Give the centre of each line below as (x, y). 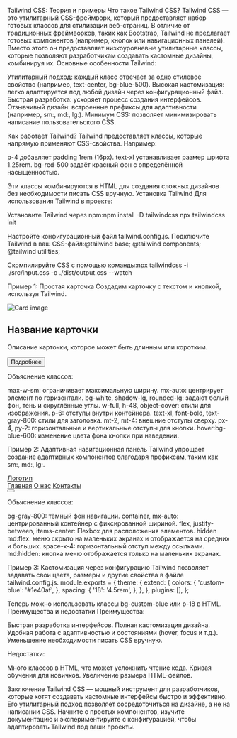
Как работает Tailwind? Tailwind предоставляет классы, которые (105, 136)
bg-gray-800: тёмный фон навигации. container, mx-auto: (93, 516)
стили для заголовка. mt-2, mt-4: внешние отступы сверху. (127, 420)
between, (21, 531)
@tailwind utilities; (34, 251)
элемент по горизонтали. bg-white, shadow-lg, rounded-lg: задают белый (118, 398)
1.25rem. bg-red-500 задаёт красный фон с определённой (95, 165)
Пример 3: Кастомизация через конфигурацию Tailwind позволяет (108, 567)
